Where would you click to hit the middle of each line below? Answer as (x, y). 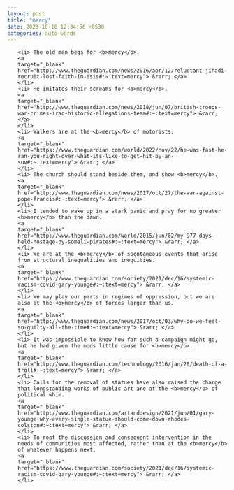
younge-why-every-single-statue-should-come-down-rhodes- (103, 419)
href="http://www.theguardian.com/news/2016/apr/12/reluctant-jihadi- (122, 71)
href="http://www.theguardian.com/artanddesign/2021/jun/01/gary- (116, 413)
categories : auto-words (42, 33)
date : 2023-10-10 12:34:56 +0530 (56, 27)
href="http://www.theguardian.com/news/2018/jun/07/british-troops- (119, 108)
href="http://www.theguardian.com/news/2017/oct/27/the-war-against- (121, 193)
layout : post (26, 14)
